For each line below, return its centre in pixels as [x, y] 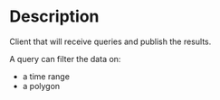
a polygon [41, 86]
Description [54, 17]
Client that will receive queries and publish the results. [110, 41]
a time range [46, 76]
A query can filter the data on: [65, 59]
